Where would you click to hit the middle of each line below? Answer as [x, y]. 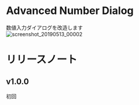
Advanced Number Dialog [70, 11]
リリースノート [42, 60]
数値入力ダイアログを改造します [44, 27]
